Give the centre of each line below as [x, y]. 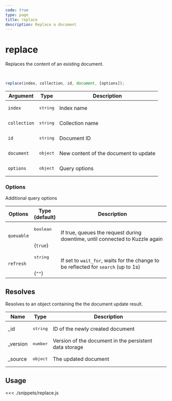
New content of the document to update [107, 153]
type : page [17, 15]
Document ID [75, 138]
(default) [45, 217]
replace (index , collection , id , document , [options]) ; [65, 83]
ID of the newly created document [94, 329]
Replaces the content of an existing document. [55, 64]
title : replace [21, 20]
